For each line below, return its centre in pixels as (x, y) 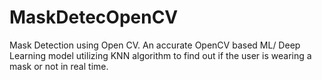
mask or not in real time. (59, 66)
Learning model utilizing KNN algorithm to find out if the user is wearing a (160, 55)
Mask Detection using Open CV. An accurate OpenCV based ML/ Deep (155, 45)
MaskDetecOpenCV (94, 17)
